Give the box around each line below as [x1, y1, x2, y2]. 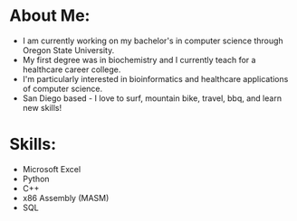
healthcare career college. [22, 64, 121, 75]
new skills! [22, 102, 62, 113]
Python [22, 173, 50, 184]
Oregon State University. [22, 44, 115, 55]
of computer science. [22, 83, 103, 94]
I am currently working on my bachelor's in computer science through [22, 35, 283, 46]
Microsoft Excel [22, 163, 81, 174]
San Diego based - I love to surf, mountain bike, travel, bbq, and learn [22, 92, 283, 104]
